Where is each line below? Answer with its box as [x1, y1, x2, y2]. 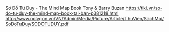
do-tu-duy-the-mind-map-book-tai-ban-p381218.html [5, 10, 119, 16]
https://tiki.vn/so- [125, 5, 163, 11]
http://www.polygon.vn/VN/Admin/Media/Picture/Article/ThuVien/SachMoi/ [5, 16, 164, 21]
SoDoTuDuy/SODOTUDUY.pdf [5, 21, 69, 27]
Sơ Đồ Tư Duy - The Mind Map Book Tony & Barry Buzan [5, 5, 125, 11]
